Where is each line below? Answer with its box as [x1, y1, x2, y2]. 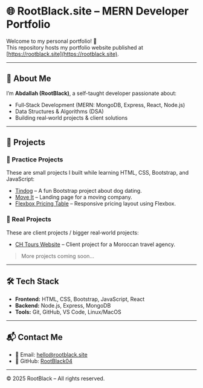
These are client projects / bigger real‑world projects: [6, 228, 139, 236]
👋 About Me [6, 74, 51, 84]
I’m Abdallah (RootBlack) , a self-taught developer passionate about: [6, 89, 177, 97]
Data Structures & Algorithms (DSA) [14, 108, 104, 115]
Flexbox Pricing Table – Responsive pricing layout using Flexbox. [14, 200, 176, 207]
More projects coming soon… [21, 252, 95, 259]
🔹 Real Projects [6, 215, 51, 224]
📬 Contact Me [6, 332, 63, 342]
